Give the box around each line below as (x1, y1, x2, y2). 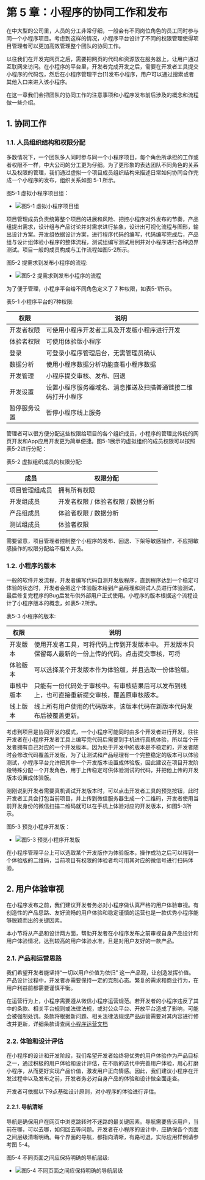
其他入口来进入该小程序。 (6, 78, 71, 86)
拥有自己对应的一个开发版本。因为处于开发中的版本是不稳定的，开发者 (16, 743, 193, 751)
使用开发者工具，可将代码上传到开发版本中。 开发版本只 (34, 640, 195, 649)
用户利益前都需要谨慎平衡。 (6, 984, 76, 992)
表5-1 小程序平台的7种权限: (6, 298, 74, 305)
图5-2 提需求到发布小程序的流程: (6, 259, 88, 266)
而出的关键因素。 (22, 916, 65, 924)
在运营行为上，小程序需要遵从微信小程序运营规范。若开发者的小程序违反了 (6, 997, 193, 1005)
